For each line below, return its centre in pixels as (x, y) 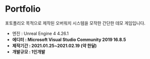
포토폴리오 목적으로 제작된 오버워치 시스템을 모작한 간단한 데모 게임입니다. (75, 23)
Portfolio (23, 9)
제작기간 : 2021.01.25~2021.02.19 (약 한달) (54, 45)
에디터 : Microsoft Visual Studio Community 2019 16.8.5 (69, 39)
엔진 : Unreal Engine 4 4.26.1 (40, 33)
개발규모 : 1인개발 (28, 52)
